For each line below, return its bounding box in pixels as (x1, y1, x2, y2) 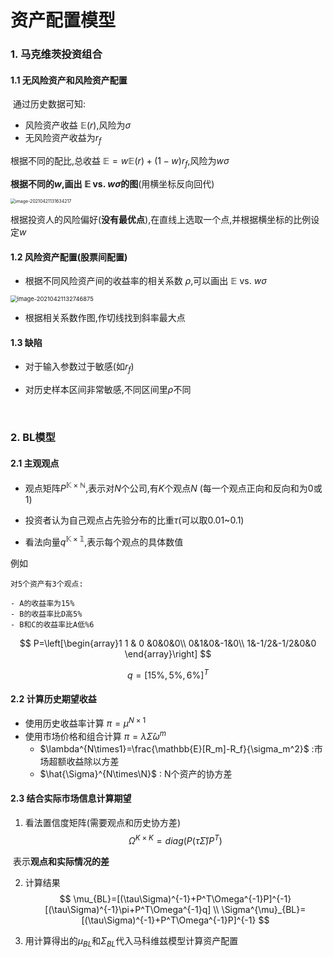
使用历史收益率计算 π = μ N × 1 (24, 716, 147, 730)
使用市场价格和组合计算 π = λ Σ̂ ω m (24, 729, 167, 742)
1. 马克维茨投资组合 (10, 47, 103, 61)
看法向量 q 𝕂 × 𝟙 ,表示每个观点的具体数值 (24, 534, 184, 548)
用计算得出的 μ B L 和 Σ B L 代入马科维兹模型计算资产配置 (24, 934, 239, 949)
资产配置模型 (10, 9, 117, 32)
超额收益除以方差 (48, 755, 120, 767)
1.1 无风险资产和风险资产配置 (10, 74, 128, 86)
